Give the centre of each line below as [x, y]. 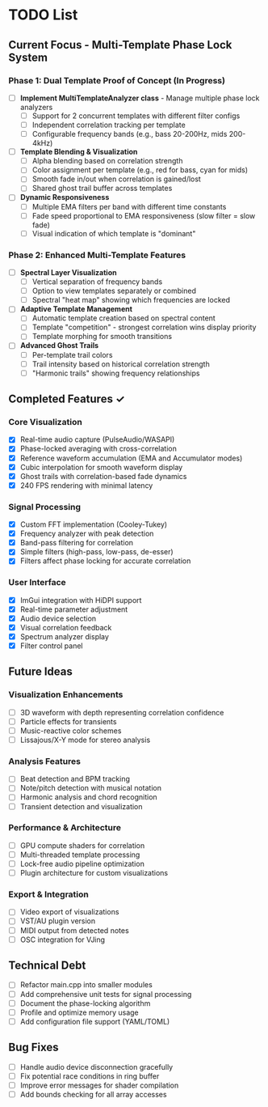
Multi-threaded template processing [80, 855]
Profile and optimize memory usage [79, 1012]
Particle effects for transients [68, 721]
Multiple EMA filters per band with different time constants [129, 206]
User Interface [37, 583]
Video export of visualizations [69, 912]
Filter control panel [51, 646]
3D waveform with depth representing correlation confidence [122, 712]
